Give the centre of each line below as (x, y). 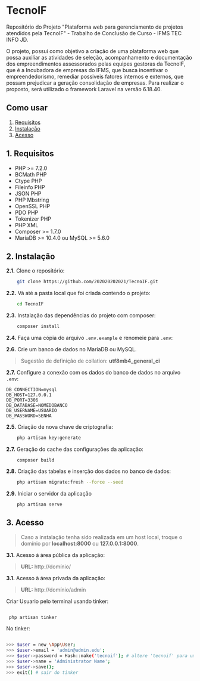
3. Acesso (25, 523)
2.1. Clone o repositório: (35, 271)
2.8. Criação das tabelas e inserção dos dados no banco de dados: (89, 471)
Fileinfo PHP (30, 187)
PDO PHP (26, 212)
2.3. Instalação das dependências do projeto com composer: (81, 315)
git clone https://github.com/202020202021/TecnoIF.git (88, 282)
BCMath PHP (31, 174)
